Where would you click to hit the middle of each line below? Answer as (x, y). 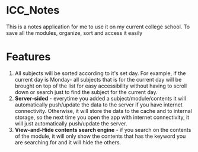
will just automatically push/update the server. (71, 123)
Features (28, 57)
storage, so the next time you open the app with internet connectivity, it (102, 117)
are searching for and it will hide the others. (68, 142)
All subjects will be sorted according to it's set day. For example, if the (100, 73)
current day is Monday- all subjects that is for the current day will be (98, 79)
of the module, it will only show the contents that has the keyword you (100, 136)
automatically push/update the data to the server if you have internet (98, 105)
